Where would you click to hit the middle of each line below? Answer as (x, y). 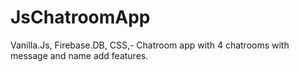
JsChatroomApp (80, 17)
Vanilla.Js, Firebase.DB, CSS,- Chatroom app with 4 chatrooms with (150, 45)
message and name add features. (79, 55)
